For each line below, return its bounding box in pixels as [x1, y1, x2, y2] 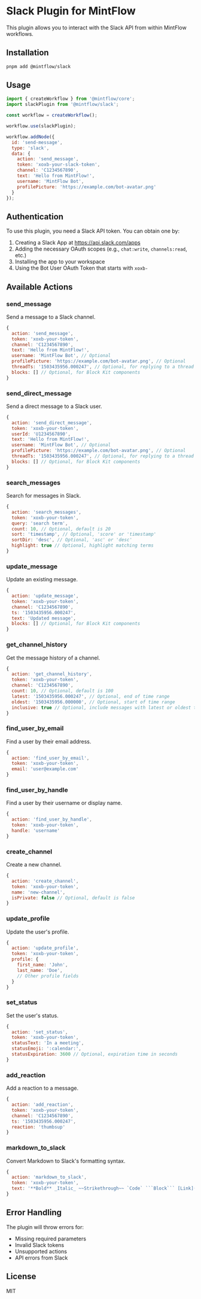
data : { [11, 151, 31, 157]
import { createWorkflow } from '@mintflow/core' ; [6, 96, 135, 102]
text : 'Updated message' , [11, 615, 77, 621]
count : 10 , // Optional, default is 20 [11, 526, 111, 532]
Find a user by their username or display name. [6, 800, 123, 807]
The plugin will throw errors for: [6, 1223, 84, 1230]
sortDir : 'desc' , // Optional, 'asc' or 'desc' [11, 537, 133, 543]
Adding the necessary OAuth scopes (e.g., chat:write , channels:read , [14, 245, 187, 252]
